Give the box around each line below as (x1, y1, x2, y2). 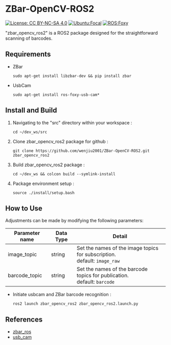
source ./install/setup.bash (12, 190, 75, 195)
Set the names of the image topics (76, 245, 159, 252)
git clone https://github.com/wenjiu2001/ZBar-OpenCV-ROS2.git (12, 148, 150, 153)
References (5, 315, 43, 324)
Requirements (5, 50, 51, 59)
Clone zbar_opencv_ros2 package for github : (12, 138, 108, 144)
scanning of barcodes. (5, 35, 52, 41)
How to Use (5, 204, 43, 213)
